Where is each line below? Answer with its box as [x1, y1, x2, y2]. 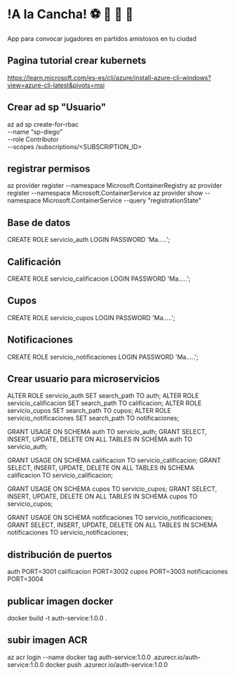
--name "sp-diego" [7, 127, 63, 136]
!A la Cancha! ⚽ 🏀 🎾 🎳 [7, 6, 134, 23]
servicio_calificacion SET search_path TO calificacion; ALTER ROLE [7, 399, 202, 407]
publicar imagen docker [7, 595, 114, 607]
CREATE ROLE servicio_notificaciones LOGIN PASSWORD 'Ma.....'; [7, 352, 199, 361]
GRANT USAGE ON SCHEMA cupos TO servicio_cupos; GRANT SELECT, [7, 485, 217, 493]
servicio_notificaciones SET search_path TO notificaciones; [7, 414, 180, 423]
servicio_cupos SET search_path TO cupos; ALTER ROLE [7, 407, 172, 415]
